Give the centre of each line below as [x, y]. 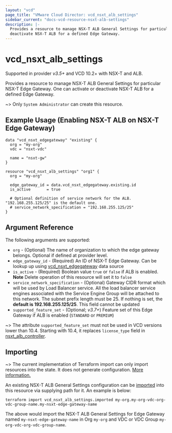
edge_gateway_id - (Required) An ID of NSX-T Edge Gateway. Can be [85, 261]
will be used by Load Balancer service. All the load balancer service [84, 288]
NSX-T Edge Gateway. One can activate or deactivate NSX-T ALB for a [80, 89]
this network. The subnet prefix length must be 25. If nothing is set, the [88, 299]
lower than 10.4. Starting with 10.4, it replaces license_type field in [75, 331]
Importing [21, 352]
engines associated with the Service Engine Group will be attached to [86, 293]
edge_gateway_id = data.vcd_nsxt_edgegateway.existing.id [73, 185]
